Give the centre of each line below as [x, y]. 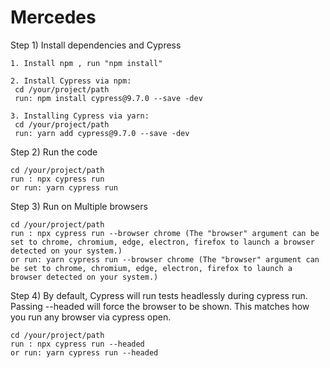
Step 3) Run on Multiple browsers [79, 206]
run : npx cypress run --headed [77, 344]
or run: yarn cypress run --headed [84, 352]
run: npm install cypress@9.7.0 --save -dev [108, 98]
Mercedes [53, 17]
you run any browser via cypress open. [91, 317]
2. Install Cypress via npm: [71, 81]
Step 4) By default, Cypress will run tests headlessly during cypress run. [159, 295]
